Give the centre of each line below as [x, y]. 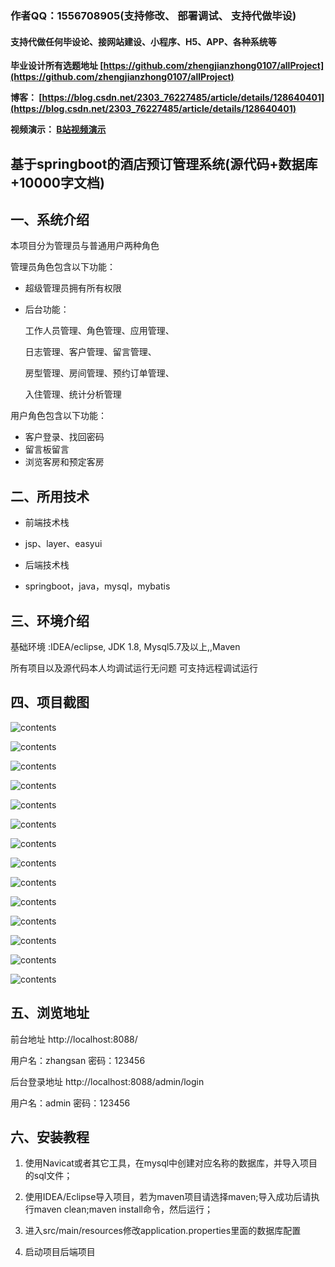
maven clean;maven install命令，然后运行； [123, 1209]
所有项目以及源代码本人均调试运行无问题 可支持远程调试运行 [134, 668]
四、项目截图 [50, 702]
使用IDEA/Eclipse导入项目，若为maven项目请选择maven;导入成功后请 [168, 1197]
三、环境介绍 [50, 620]
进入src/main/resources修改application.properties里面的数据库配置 [163, 1231]
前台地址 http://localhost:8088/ [74, 1039]
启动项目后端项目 [60, 1252]
